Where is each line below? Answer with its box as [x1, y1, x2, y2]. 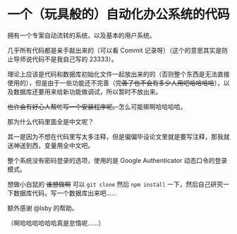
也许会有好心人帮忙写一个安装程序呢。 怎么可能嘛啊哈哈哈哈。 [7, 102, 187, 111]
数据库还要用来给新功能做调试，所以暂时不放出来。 [13, 87, 162, 96]
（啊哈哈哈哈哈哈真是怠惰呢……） [7, 218, 105, 227]
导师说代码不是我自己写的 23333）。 [13, 54, 119, 63]
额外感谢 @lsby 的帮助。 [7, 204, 79, 212]
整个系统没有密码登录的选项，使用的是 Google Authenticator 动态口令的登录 [7, 156, 228, 164]
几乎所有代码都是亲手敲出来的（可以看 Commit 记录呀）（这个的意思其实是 [7, 46, 222, 54]
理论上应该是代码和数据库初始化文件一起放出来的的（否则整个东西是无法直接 [7, 70, 230, 78]
